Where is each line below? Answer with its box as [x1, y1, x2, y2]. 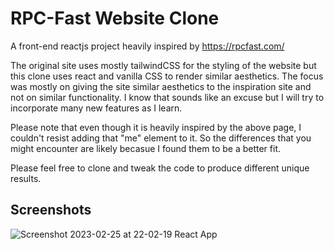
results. [10, 172, 42, 184]
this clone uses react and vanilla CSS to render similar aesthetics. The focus [10, 70, 324, 82]
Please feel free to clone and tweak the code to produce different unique [10, 162, 310, 174]
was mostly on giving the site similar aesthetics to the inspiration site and [10, 80, 312, 92]
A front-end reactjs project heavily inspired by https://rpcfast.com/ [10, 40, 285, 52]
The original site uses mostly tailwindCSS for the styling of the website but [10, 59, 317, 71]
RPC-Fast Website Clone [10, 7, 220, 30]
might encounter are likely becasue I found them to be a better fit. [10, 142, 282, 154]
